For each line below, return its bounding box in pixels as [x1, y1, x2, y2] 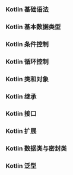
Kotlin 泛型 [5, 162, 37, 170]
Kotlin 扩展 [5, 127, 37, 135]
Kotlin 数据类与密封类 [5, 144, 67, 152]
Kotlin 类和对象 [5, 75, 49, 83]
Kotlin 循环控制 [5, 58, 49, 66]
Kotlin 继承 [5, 92, 37, 100]
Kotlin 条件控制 [5, 40, 49, 48]
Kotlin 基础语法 [5, 5, 49, 13]
